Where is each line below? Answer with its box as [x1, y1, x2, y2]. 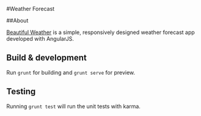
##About [6, 17, 29, 24]
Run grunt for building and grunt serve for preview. [6, 69, 136, 76]
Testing [6, 86, 36, 97]
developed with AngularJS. [6, 35, 75, 42]
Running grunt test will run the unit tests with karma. [6, 103, 141, 110]
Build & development [6, 53, 87, 63]
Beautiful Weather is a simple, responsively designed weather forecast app [6, 29, 196, 36]
